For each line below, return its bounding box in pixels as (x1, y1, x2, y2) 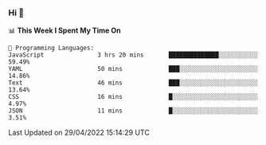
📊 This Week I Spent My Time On (8, 25, 121, 35)
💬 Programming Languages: (8, 44, 94, 53)
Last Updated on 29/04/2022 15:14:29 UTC (8, 127, 150, 138)
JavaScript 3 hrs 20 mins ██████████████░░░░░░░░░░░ (8, 51, 259, 59)
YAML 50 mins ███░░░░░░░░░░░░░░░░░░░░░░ (8, 65, 259, 73)
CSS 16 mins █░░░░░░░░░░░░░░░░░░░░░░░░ (8, 93, 259, 101)
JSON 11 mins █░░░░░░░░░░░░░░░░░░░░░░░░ (8, 107, 259, 115)
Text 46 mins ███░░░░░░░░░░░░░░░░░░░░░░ (8, 79, 259, 87)
